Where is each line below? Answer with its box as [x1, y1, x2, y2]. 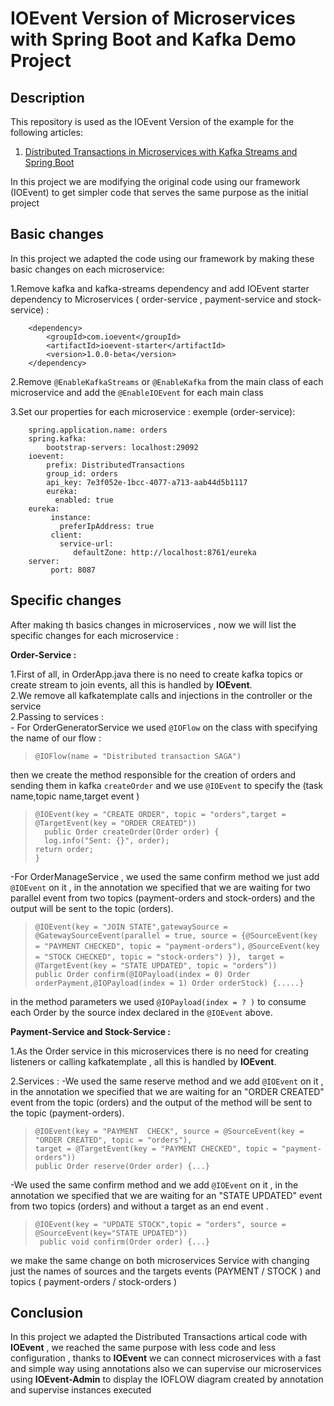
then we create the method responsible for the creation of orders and [10, 768, 297, 781]
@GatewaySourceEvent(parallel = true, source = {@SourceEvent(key [34, 930, 318, 941]
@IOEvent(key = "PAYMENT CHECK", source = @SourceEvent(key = [34, 1126, 305, 1136]
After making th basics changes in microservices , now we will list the [10, 618, 297, 631]
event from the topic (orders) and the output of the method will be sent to [10, 1096, 313, 1108]
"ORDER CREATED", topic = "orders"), [34, 1135, 193, 1145]
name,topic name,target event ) [10, 790, 140, 802]
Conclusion [10, 1305, 84, 1322]
